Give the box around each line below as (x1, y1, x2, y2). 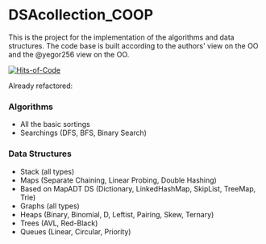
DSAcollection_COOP (8, 6, 154, 24)
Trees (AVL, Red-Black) (19, 218, 98, 228)
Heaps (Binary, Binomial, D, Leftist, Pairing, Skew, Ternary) (19, 209, 214, 219)
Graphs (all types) (19, 200, 81, 211)
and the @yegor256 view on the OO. (8, 49, 130, 59)
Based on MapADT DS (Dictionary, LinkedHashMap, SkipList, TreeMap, (19, 183, 256, 193)
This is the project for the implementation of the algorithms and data (8, 32, 235, 42)
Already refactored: (8, 81, 73, 90)
